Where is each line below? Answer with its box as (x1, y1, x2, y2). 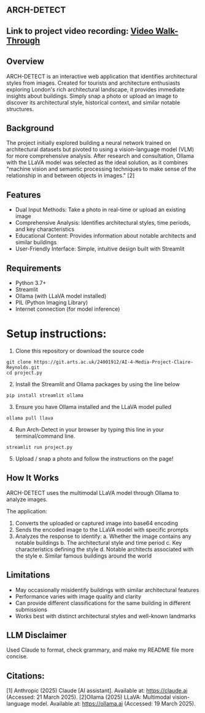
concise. (6, 653, 28, 660)
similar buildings (15, 239, 57, 246)
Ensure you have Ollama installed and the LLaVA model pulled (15, 403, 172, 410)
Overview (6, 56, 45, 67)
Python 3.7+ (15, 279, 47, 287)
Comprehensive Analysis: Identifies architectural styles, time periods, (15, 219, 191, 227)
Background (6, 123, 54, 133)
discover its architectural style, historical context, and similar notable (6, 98, 180, 106)
